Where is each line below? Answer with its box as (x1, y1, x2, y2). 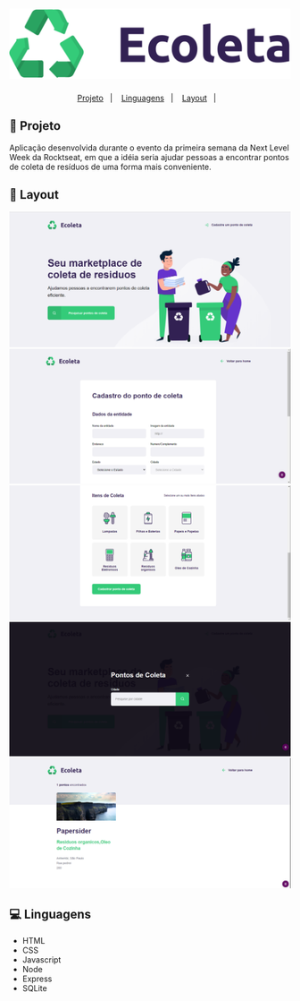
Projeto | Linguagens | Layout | (77, 92, 217, 103)
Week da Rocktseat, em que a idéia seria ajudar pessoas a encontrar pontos (9, 151, 290, 162)
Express (21, 973, 53, 984)
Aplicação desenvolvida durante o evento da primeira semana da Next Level (9, 142, 290, 153)
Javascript (21, 954, 62, 965)
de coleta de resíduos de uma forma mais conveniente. (9, 161, 212, 172)
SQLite (21, 982, 47, 993)
